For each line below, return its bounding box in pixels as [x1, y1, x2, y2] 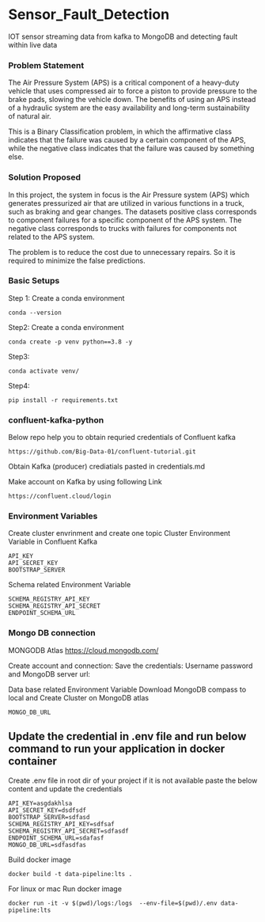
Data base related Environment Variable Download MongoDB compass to [8, 685, 247, 694]
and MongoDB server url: [8, 669, 91, 678]
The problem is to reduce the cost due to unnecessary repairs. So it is [8, 247, 236, 256]
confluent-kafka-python [8, 414, 104, 425]
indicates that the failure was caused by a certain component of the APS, [8, 135, 247, 145]
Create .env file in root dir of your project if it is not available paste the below [8, 776, 258, 785]
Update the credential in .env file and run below [8, 730, 247, 743]
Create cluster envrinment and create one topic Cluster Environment [8, 529, 231, 538]
